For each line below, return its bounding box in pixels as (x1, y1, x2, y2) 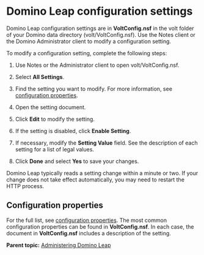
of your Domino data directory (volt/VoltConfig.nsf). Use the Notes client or (6, 31, 195, 38)
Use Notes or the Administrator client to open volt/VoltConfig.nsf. (15, 61, 180, 69)
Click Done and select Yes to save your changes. (15, 158, 139, 165)
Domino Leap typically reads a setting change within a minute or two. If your (6, 169, 199, 177)
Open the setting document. (15, 103, 86, 111)
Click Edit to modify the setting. (15, 115, 95, 123)
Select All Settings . (15, 73, 65, 80)
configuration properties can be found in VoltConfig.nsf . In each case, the (6, 223, 194, 230)
